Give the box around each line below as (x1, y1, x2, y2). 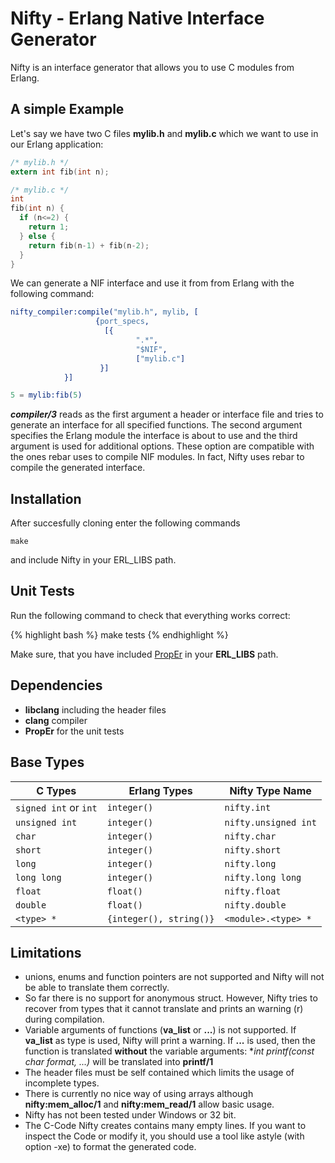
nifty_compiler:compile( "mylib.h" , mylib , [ (10, 307, 199, 317)
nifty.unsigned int (224, 817, 317, 828)
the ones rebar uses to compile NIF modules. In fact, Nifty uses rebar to (10, 451, 305, 463)
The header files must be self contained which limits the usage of (24, 1067, 295, 1079)
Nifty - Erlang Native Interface (10, 7, 265, 30)
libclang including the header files (24, 703, 167, 716)
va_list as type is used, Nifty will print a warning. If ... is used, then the (24, 1035, 316, 1047)
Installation (10, 490, 82, 507)
